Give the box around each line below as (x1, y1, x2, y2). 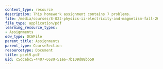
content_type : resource (5, 7, 53, 12)
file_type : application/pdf (5, 20, 62, 26)
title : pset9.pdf (5, 52, 40, 57)
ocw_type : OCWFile (5, 34, 42, 39)
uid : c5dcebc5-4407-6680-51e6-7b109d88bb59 (5, 57, 95, 62)
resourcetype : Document (5, 48, 53, 52)
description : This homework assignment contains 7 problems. (5, 12, 131, 17)
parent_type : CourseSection (5, 43, 62, 48)
